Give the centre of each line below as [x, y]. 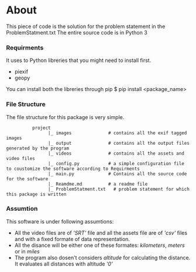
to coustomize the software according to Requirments [73, 169]
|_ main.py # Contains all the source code [117, 174]
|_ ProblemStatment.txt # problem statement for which [119, 189]
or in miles [27, 251]
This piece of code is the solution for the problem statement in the [86, 26]
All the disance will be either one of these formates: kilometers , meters [100, 245]
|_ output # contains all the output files [119, 143]
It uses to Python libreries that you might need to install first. [79, 60]
